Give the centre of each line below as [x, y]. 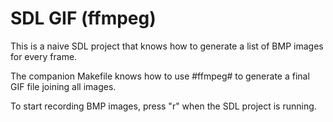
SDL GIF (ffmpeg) [83, 18]
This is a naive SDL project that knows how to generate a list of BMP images [167, 46]
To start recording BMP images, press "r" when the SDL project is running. [163, 106]
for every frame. [44, 56]
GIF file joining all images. [63, 86]
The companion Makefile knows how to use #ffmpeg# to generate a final [160, 76]
